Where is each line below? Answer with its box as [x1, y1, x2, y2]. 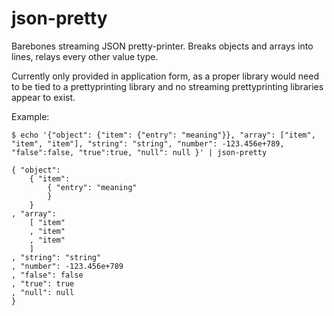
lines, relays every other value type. [11, 50, 159, 62]
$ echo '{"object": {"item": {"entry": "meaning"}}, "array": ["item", [11, 130, 316, 140]
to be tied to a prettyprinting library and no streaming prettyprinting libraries [11, 80, 324, 92]
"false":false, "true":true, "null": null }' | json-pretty [11, 147, 268, 157]
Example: [11, 110, 50, 122]
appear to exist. [11, 91, 76, 103]
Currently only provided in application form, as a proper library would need [11, 70, 319, 82]
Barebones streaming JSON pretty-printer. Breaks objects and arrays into [11, 40, 314, 52]
